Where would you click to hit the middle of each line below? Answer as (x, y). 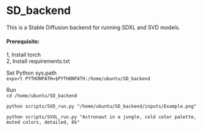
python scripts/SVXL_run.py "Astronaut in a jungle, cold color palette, (102, 117)
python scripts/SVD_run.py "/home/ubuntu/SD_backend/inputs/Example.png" (102, 107)
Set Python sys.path (32, 73)
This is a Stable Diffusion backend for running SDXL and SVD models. (93, 27)
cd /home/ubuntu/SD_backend (42, 96)
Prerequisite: (23, 41)
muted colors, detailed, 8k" (43, 123)
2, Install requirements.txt (38, 61)
